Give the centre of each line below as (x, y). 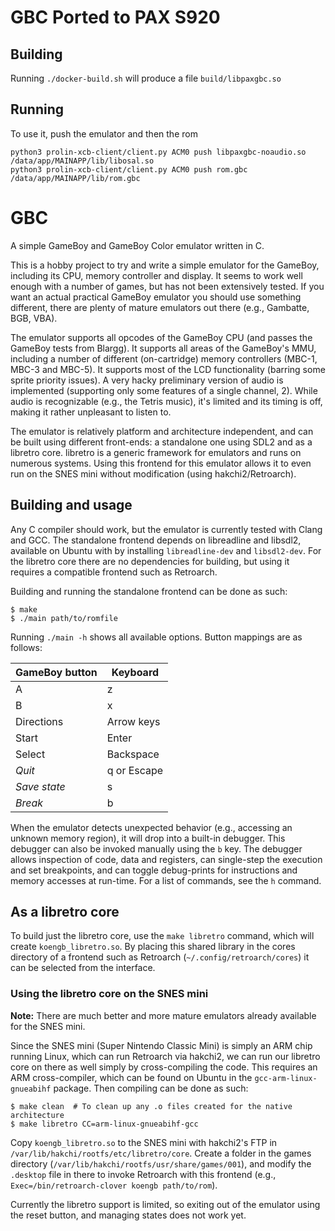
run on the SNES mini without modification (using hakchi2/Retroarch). (153, 473)
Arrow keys (133, 721)
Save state (40, 786)
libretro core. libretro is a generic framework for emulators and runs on (156, 452)
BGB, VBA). (34, 318)
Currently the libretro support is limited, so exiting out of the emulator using (165, 1204)
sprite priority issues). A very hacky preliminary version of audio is (147, 380)
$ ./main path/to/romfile (64, 618)
